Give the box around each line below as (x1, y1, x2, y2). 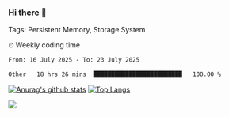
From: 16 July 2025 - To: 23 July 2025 (8, 56, 140, 64)
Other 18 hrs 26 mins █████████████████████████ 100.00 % (8, 70, 222, 78)
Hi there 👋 (8, 7, 48, 18)
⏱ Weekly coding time (8, 40, 81, 50)
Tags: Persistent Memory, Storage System (8, 25, 146, 35)
